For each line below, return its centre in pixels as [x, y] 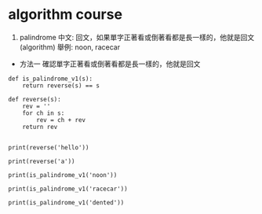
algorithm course [65, 15]
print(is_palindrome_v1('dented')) [66, 202]
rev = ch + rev [61, 120]
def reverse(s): [35, 99]
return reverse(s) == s [61, 85]
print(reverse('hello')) [49, 147]
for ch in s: [44, 113]
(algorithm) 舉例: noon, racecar [69, 47]
